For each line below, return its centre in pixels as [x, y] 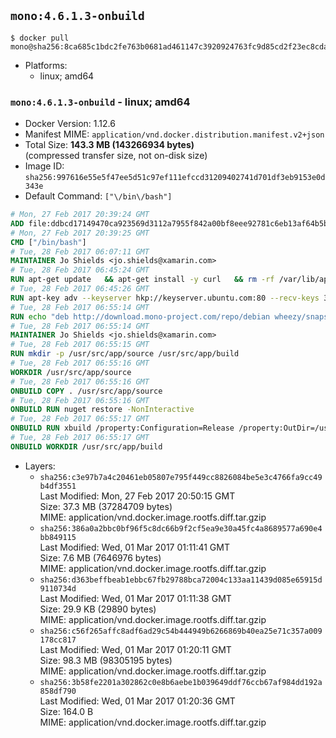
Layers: [40, 466]
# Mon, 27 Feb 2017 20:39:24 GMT [80, 215]
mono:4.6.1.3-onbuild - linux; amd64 [100, 102]
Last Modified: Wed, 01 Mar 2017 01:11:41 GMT [134, 547]
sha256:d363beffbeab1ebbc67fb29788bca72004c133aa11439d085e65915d [181, 580]
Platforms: [46, 65]
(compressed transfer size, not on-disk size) [116, 156]
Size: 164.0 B [66, 711]
